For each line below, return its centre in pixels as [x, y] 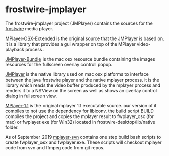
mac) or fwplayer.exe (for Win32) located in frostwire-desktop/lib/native [80, 122]
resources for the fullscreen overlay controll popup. [59, 64]
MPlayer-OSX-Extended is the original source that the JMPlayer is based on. [85, 38]
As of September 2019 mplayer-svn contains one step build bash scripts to [83, 137]
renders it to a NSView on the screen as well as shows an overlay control [81, 90]
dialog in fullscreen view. [31, 96]
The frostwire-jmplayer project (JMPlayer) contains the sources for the [79, 23]
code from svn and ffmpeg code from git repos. [55, 147]
